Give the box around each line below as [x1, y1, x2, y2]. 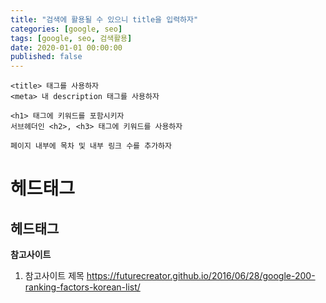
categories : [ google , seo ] [10, 24, 123, 34]
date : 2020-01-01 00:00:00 [10, 42, 123, 53]
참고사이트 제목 [24, 270, 85, 282]
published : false [10, 52, 83, 62]
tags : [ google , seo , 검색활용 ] [10, 33, 133, 43]
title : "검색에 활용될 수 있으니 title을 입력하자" [10, 14, 199, 25]
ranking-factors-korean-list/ [24, 281, 141, 293]
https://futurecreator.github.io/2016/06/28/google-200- [86, 270, 316, 282]
